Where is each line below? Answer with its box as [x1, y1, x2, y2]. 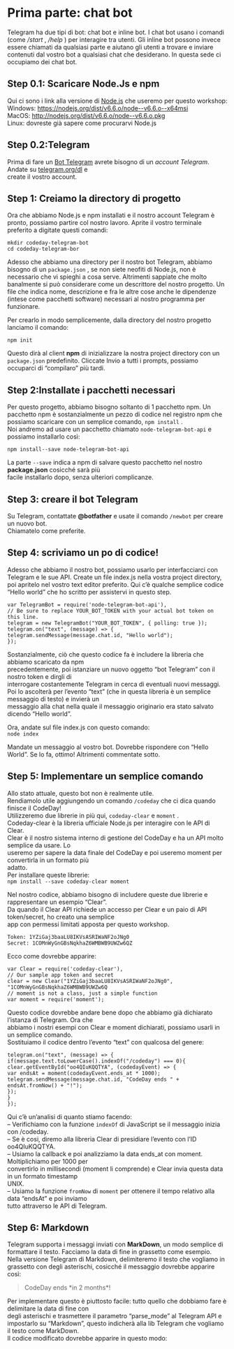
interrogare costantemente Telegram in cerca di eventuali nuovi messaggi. [7, 680, 221, 688]
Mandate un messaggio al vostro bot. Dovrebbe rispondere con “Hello [7, 743, 209, 751]
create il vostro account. [7, 173, 78, 181]
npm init [7, 337, 33, 344]
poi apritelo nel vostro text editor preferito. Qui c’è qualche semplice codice [7, 580, 224, 588]
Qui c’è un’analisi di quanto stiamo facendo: [7, 1112, 133, 1121]
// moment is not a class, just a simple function [7, 990, 158, 997]
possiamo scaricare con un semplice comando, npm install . [7, 418, 183, 426]
